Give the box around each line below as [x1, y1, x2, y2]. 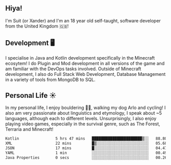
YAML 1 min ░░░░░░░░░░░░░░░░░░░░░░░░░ [5, 150, 149, 156]
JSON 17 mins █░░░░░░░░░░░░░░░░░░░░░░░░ [5, 146, 149, 151]
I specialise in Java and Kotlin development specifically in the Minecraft [5, 54, 155, 61]
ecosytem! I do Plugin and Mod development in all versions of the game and [5, 60, 165, 66]
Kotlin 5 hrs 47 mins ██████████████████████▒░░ [5, 136, 149, 142]
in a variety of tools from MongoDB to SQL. [5, 76, 96, 82]
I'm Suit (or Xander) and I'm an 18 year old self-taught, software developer [5, 17, 161, 23]
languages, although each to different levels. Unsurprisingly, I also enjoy [5, 116, 157, 122]
